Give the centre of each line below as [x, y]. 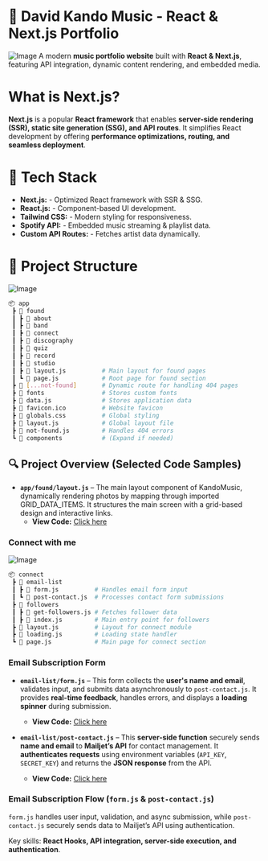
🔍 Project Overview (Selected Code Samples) [125, 464]
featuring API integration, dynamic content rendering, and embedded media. [134, 64]
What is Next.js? [64, 97]
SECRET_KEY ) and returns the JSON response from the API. [116, 763]
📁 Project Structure [73, 266]
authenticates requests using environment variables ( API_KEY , [123, 754]
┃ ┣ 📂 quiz [30, 348]
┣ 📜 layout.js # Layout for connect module [102, 627]
